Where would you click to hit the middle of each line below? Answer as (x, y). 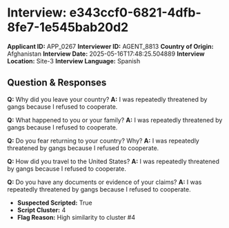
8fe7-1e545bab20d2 (68, 27)
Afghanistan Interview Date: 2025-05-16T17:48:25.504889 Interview (106, 54)
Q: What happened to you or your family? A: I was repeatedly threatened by (115, 120)
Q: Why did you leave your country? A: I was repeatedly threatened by (107, 99)
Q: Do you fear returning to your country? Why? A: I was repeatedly (103, 141)
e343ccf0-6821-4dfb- (135, 13)
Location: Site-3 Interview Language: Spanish (74, 61)
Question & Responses (57, 83)
